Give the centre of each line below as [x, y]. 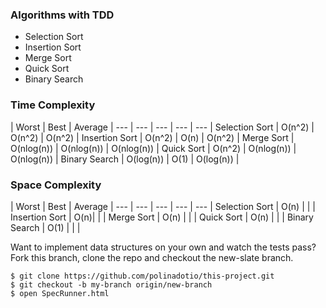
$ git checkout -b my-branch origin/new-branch [111, 284]
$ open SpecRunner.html [60, 293]
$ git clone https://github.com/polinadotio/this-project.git [142, 276]
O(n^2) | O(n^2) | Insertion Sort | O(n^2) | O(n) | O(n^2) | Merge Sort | [152, 137]
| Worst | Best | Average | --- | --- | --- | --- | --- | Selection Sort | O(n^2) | [162, 127]
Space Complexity [56, 185]
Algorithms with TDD [62, 15]
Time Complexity [53, 105]
